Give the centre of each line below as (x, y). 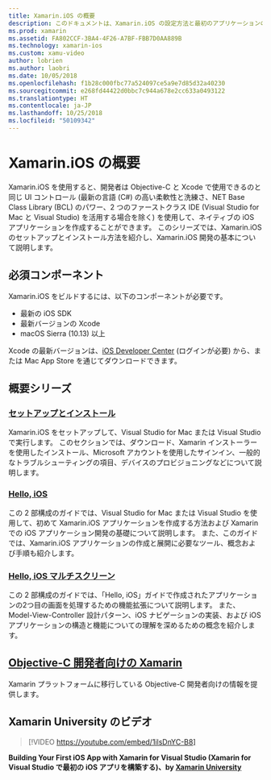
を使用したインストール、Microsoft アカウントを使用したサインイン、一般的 (134, 453)
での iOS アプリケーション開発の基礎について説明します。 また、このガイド (133, 533)
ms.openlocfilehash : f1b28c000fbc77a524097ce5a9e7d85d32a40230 (117, 83)
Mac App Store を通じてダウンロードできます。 (102, 360)
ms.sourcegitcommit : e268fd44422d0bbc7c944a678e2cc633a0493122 (117, 91)
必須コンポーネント (56, 275)
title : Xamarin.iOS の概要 (52, 16)
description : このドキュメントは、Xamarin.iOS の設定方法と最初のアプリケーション (134, 23)
